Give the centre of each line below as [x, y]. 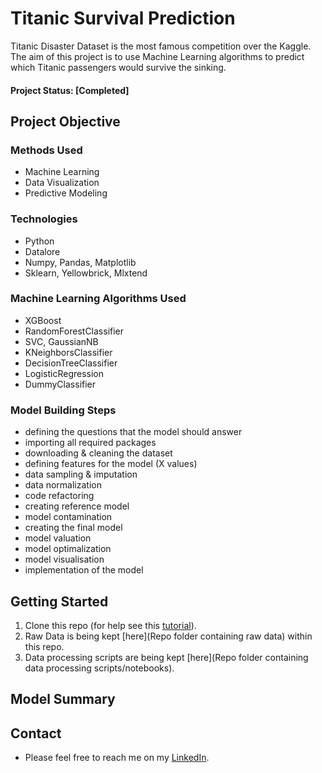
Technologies [44, 219]
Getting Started [59, 601]
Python [39, 241]
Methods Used [46, 150]
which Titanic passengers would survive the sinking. [118, 67]
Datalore [42, 251]
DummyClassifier [60, 384]
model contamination [68, 517]
